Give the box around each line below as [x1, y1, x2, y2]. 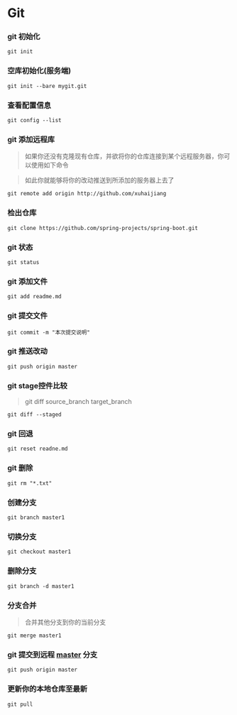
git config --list [7, 117, 62, 124]
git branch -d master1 [7, 582, 75, 590]
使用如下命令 [31, 161, 69, 170]
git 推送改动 [7, 346, 48, 356]
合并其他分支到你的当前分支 [24, 618, 106, 626]
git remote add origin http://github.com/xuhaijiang [7, 190, 167, 197]
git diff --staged [7, 411, 62, 418]
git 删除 [7, 463, 33, 473]
